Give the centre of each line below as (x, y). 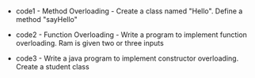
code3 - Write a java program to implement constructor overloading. (127, 58)
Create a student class (52, 67)
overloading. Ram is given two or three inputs (89, 43)
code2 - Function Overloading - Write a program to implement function (131, 35)
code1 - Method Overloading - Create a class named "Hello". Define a (129, 11)
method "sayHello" (46, 20)
